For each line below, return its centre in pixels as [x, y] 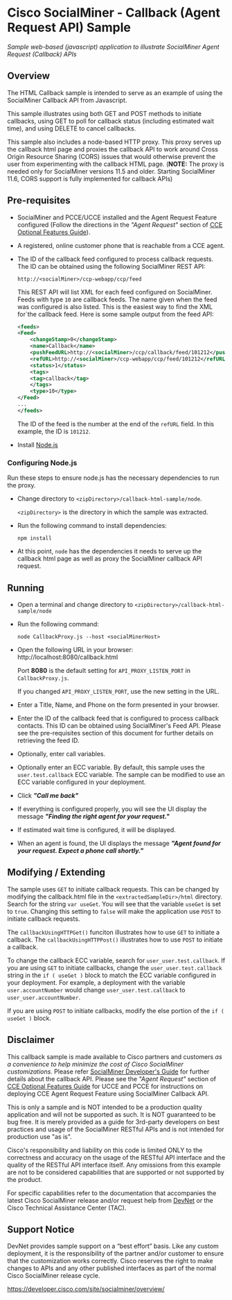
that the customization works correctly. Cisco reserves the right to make [110, 1261]
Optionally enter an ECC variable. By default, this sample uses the [111, 767]
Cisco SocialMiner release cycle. [54, 1276]
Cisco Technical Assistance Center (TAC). [67, 1208]
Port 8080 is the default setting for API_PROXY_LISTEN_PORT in [104, 670]
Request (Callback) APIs [42, 54]
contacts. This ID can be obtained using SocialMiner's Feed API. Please [119, 725]
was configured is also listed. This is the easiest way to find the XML [115, 306]
